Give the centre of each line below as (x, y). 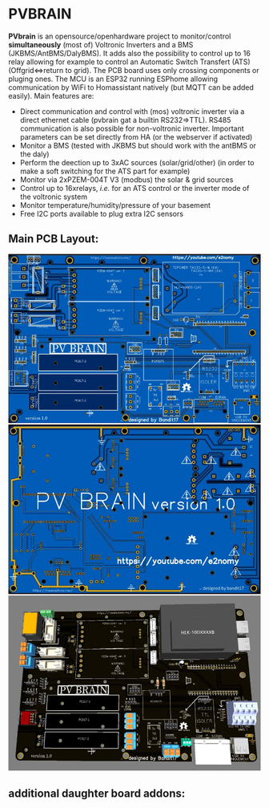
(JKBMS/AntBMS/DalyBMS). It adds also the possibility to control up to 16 (129, 53)
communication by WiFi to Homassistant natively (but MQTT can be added (131, 87)
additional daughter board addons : (97, 793)
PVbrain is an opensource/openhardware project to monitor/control (120, 36)
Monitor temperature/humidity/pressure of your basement (115, 205)
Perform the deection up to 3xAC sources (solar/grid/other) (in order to (137, 162)
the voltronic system (54, 197)
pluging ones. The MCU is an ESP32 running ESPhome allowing (113, 79)
